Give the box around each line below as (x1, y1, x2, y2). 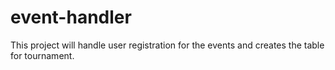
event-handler (10, 6, 132, 29)
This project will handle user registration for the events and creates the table (10, 39, 325, 51)
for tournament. (10, 49, 75, 61)
